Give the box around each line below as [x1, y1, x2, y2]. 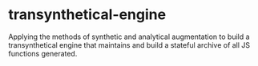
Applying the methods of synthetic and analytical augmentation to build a [8, 32, 250, 41]
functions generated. [8, 49, 78, 58]
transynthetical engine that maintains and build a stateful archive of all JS [8, 40, 251, 49]
